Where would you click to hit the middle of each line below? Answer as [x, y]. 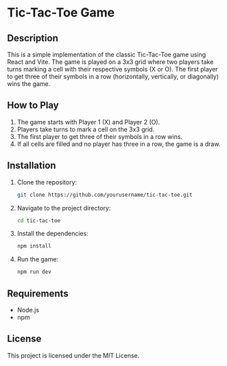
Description [33, 38]
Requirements [38, 293]
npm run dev [34, 272]
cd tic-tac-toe [39, 220]
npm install [34, 246]
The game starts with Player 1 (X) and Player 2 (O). [88, 122]
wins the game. [29, 84]
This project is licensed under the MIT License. [73, 355]
